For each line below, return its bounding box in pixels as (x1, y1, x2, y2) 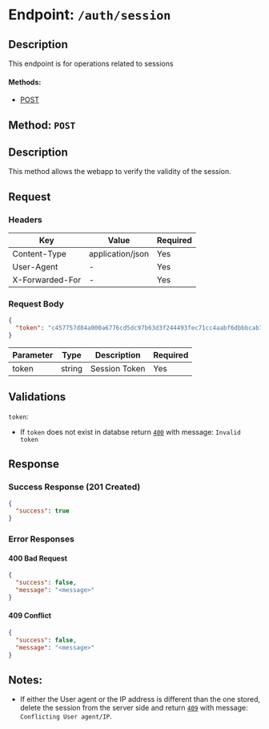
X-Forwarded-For (12, 274, 82, 286)
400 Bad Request (8, 553, 68, 563)
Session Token (90, 363, 146, 375)
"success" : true (15, 507, 70, 515)
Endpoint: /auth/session (8, 6, 171, 24)
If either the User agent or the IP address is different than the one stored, (19, 695, 261, 704)
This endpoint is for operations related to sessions (8, 59, 174, 68)
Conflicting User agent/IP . (19, 711, 112, 721)
